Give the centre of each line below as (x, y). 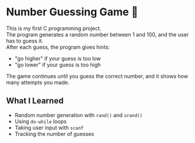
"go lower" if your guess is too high (58, 65)
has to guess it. (25, 41)
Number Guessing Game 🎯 (72, 12)
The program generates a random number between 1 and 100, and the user (97, 34)
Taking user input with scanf (49, 127)
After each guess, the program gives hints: (58, 47)
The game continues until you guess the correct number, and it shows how (97, 76)
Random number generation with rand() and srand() (79, 115)
